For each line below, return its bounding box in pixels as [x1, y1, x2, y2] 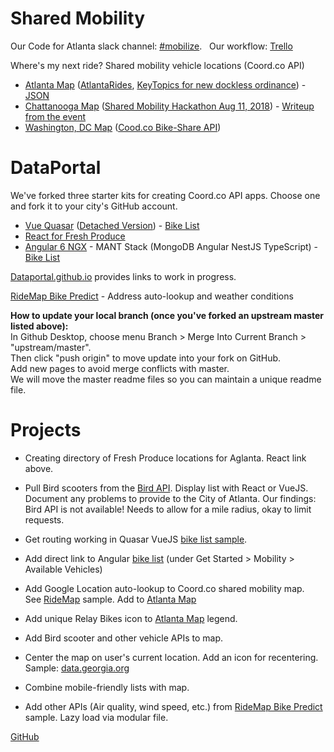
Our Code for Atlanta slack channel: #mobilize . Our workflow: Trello [10, 40, 293, 52]
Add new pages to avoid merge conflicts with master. [10, 362, 230, 374]
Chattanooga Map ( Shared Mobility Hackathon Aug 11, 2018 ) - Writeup [24, 100, 315, 112]
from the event [24, 110, 87, 122]
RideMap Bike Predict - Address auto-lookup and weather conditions [10, 290, 294, 302]
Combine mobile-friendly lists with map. [24, 681, 190, 693]
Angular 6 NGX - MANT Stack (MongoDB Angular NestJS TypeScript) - [24, 240, 319, 252]
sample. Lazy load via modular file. [24, 711, 169, 723]
